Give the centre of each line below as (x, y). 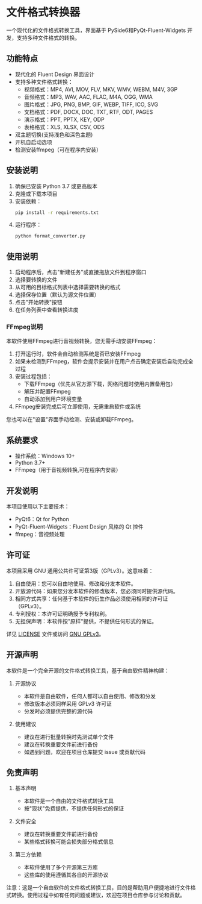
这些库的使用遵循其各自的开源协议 (66, 875)
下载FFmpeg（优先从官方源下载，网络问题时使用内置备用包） (100, 384)
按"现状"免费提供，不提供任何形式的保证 (74, 809)
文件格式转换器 (43, 12)
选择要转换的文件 (36, 280)
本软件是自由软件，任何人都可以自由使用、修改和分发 (90, 696)
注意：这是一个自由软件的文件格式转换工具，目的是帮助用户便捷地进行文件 (98, 888)
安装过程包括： (33, 377)
